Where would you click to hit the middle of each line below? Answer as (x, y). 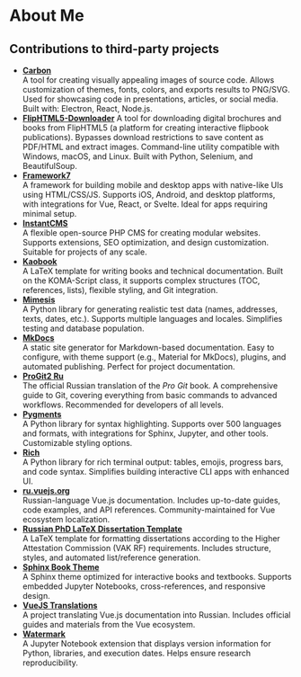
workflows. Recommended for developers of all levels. (123, 405)
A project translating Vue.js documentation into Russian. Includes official (156, 615)
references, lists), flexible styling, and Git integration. (120, 290)
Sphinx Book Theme (61, 567)
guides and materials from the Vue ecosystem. (109, 624)
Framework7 (46, 175)
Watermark (44, 634)
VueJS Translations (60, 605)
